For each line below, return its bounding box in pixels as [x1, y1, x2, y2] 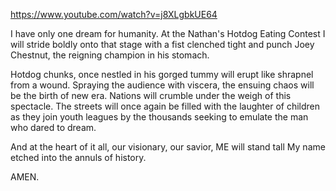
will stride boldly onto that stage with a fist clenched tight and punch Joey [10, 39, 315, 50]
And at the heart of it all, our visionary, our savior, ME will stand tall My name [10, 141, 326, 153]
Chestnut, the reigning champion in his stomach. [10, 49, 210, 61]
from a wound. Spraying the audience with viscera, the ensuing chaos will [10, 79, 315, 91]
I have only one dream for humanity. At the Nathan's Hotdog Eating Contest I [10, 28, 326, 39]
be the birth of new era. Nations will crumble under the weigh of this [10, 90, 292, 101]
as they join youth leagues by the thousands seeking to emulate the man [10, 111, 309, 123]
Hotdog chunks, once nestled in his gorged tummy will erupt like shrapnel [10, 69, 314, 80]
